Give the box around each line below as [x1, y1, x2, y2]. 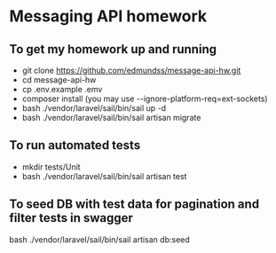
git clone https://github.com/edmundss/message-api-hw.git [21, 65, 241, 75]
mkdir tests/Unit [21, 162, 82, 172]
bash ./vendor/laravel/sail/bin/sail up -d [21, 103, 167, 113]
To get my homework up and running [9, 42, 217, 57]
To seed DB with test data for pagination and [9, 197, 260, 212]
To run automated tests [9, 138, 141, 153]
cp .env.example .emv [21, 84, 103, 94]
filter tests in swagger [9, 210, 133, 225]
